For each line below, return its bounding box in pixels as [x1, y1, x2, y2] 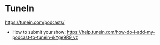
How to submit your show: [12, 29, 66, 35]
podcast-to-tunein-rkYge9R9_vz [12, 34, 78, 40]
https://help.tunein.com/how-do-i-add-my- [66, 29, 155, 35]
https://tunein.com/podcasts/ [5, 19, 65, 25]
